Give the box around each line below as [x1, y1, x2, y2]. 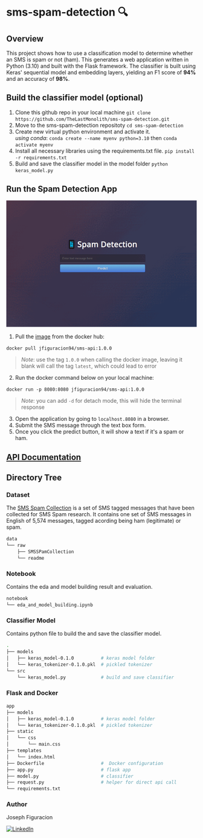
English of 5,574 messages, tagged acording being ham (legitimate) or [6, 517, 181, 525]
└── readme [17, 555, 45, 561]
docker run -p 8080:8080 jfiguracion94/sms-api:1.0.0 [6, 386, 145, 393]
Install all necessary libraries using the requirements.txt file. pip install [14, 147, 195, 155]
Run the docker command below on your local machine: [14, 374, 154, 382]
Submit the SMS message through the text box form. [14, 421, 146, 429]
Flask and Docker [6, 688, 59, 697]
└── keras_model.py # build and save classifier [17, 674, 174, 680]
